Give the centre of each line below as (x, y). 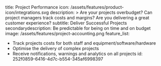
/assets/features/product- (97, 7)
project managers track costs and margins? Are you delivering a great (77, 18)
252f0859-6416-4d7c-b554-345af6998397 (58, 59)
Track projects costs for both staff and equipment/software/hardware (84, 43)
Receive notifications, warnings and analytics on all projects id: (77, 54)
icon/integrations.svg (27, 12)
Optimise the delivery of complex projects (56, 48)
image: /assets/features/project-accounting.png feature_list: (67, 33)
